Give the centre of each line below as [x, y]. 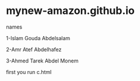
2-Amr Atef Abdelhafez [34, 49]
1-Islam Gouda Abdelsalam [38, 38]
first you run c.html [29, 72]
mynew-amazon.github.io [71, 11]
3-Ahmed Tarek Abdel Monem [42, 61]
